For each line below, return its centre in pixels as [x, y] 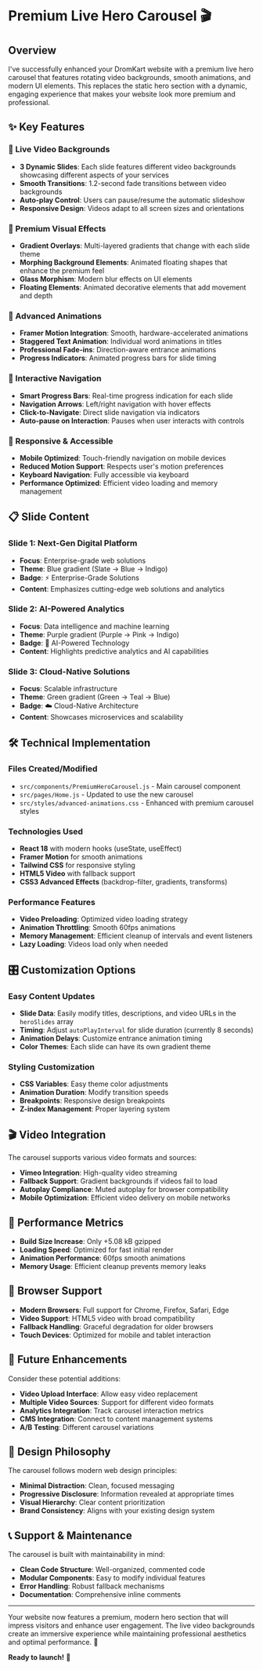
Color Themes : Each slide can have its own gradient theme [115, 1047]
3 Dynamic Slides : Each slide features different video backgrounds [128, 166]
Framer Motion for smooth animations [81, 857]
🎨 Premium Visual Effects [57, 228]
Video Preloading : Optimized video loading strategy [103, 919]
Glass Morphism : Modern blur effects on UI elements [106, 279]
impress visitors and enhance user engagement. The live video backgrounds [131, 1625]
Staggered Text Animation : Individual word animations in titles [121, 341]
